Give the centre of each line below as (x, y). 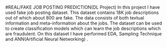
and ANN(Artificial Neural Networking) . (47, 39)
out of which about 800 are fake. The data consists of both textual (75, 18)
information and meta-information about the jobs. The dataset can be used (84, 23)
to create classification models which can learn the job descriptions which (83, 28)
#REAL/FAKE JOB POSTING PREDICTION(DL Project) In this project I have (83, 7)
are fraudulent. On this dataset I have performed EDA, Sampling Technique (83, 34)
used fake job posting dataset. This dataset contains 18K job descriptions (82, 12)
